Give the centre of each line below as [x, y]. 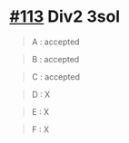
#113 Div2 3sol [65, 17]
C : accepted [55, 76]
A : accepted [55, 42]
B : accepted [55, 59]
